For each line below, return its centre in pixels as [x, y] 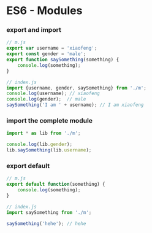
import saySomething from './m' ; [49, 212]
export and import [34, 30]
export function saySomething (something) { [63, 60]
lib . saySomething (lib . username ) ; [49, 150]
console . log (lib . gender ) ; [39, 145]
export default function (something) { [56, 185]
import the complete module [50, 121]
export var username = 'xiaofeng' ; [52, 48]
